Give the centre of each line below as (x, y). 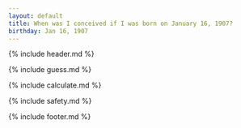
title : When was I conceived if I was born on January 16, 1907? (120, 23)
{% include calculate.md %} (55, 85)
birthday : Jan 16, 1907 (49, 31)
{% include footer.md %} (50, 117)
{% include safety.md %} (50, 101)
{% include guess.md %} (50, 70)
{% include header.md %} (51, 54)
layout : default (36, 16)
